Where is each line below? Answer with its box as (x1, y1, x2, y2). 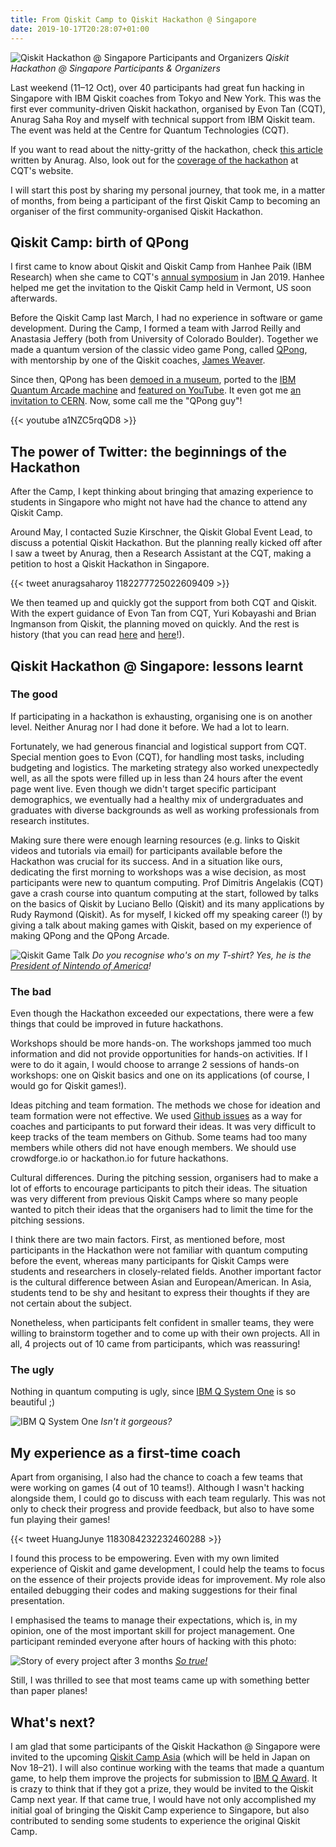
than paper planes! (10, 1685, 88, 1697)
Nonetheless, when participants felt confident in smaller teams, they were (10, 1317, 315, 1329)
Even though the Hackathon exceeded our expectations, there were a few (10, 1007, 314, 1020)
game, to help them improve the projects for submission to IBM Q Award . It (10, 1772, 318, 1785)
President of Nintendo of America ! (10, 959, 152, 971)
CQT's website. (10, 164, 74, 176)
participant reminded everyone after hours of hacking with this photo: (10, 1636, 297, 1648)
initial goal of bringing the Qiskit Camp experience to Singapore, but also (10, 1804, 310, 1816)
